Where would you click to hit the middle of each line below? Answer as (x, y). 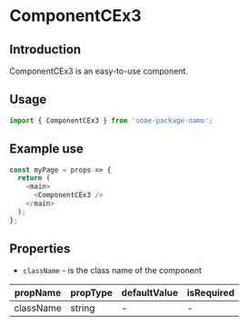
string (83, 308)
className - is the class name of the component (112, 271)
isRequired (210, 293)
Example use (47, 149)
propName (38, 293)
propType (92, 293)
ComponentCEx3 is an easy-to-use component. (99, 71)
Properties (40, 249)
